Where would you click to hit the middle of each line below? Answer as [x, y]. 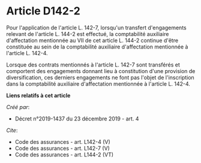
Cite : [12, 130]
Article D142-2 [43, 11]
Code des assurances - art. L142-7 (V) [62, 148]
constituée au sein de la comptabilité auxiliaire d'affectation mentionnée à [97, 47]
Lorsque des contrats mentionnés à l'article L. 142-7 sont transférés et [93, 65]
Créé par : [18, 107]
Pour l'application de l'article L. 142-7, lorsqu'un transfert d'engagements [97, 28]
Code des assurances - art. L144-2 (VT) [64, 155]
